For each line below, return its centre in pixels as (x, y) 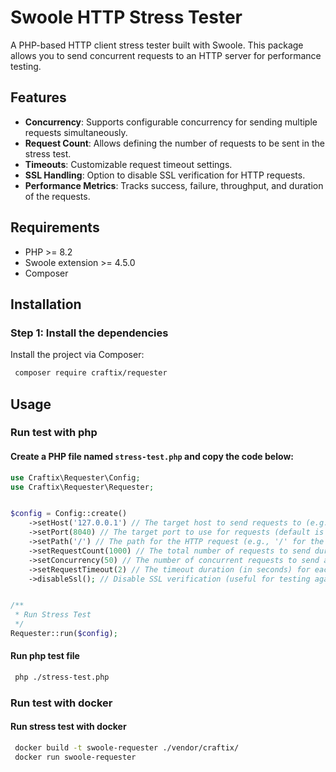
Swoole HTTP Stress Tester (126, 17)
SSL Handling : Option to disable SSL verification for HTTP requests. (165, 175)
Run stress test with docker (68, 727)
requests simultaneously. (76, 132)
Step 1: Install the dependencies (89, 333)
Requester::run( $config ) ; (64, 634)
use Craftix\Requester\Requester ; (82, 487)
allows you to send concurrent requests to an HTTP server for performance (166, 55)
